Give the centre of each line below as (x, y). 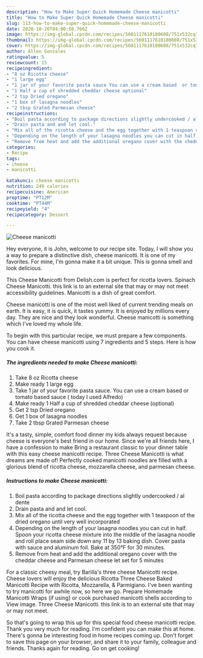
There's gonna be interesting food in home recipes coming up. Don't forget (100, 636)
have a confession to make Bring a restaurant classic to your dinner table (97, 448)
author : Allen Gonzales (36, 52)
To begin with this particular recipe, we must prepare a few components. (97, 336)
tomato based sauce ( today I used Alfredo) (69, 397)
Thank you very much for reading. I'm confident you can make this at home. (101, 629)
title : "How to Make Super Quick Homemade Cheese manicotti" (85, 18)
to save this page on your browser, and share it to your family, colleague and (101, 642)
